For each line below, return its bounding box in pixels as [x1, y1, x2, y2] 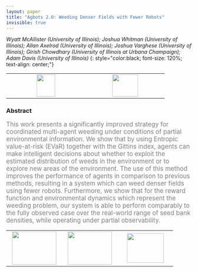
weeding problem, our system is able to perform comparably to [6, 201, 190, 210]
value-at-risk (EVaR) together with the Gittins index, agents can [6, 142, 190, 151]
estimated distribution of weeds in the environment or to [6, 157, 170, 165]
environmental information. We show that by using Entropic [6, 135, 179, 144]
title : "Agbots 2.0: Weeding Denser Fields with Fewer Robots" [6, 14, 165, 20]
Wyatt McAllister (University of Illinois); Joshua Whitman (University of [6, 36, 178, 43]
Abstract [6, 107, 32, 115]
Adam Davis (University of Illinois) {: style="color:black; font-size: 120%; [6, 54, 183, 62]
